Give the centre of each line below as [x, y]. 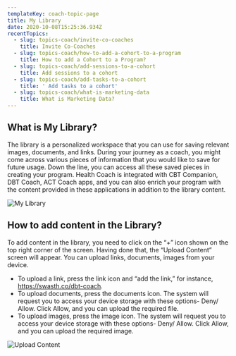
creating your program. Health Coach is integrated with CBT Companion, [113, 174]
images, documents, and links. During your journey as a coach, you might [114, 152]
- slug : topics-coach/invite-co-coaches [74, 40]
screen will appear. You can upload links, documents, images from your [111, 257]
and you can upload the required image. [75, 331]
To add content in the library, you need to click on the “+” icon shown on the [118, 242]
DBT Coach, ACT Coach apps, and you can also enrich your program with [114, 182]
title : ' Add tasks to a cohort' [69, 86]
